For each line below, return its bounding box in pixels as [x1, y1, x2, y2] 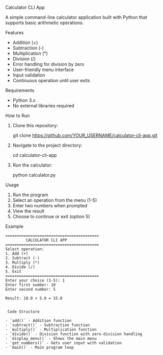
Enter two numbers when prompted [12, 203, 88, 208]
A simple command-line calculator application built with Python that [5, 14, 148, 20]
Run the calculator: [12, 162, 52, 168]
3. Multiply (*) [5, 260, 40, 265]
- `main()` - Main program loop [5, 345, 74, 350]
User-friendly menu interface [12, 66, 74, 73]
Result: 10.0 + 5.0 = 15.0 [5, 296, 63, 301]
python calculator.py [12, 172, 56, 178]
